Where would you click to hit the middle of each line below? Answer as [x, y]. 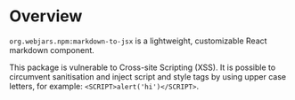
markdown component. [52, 50]
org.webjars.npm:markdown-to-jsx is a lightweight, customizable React [138, 41]
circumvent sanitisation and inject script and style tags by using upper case [148, 76]
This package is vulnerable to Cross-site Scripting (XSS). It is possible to [143, 67]
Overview [46, 16]
